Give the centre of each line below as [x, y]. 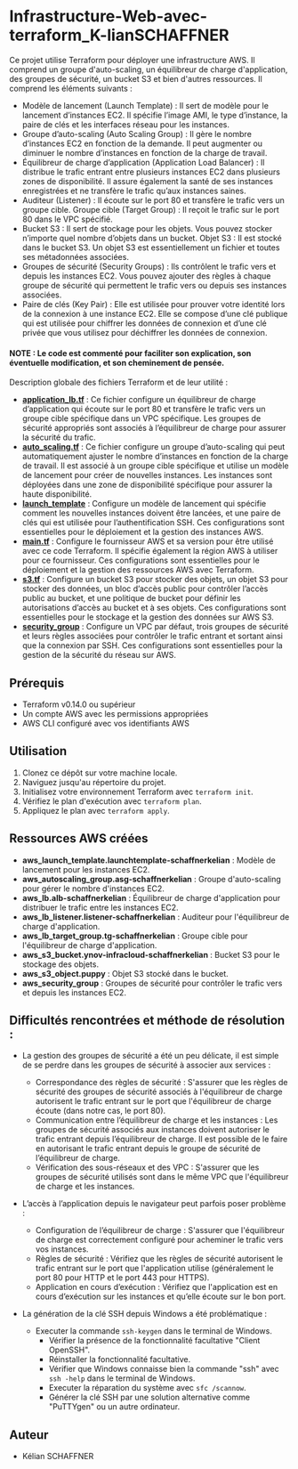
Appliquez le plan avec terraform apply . [96, 810]
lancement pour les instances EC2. [86, 869]
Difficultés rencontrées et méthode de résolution [147, 1020]
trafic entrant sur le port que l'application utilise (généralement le [154, 1268]
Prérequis [37, 683]
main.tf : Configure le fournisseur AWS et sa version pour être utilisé [148, 541]
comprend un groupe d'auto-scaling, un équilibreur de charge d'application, [149, 69]
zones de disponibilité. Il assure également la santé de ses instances [148, 181]
